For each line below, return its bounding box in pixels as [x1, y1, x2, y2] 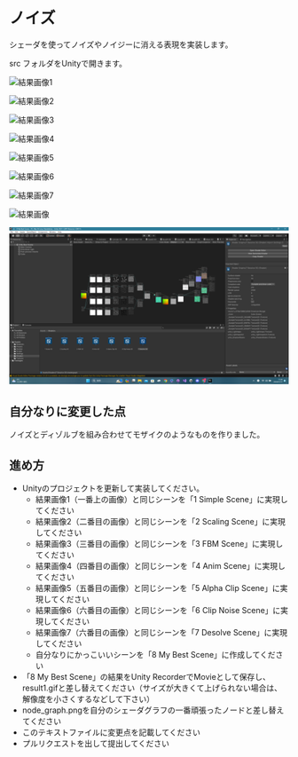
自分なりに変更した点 [9, 404, 126, 419]
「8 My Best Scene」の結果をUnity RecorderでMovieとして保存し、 [21, 672, 271, 682]
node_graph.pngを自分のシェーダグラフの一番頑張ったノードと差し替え [21, 705, 285, 715]
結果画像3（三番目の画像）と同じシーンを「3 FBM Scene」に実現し [35, 539, 284, 549]
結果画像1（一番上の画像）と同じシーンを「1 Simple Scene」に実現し [35, 494, 288, 505]
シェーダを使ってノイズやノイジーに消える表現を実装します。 [9, 39, 233, 50]
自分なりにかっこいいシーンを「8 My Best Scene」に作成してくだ [35, 650, 276, 660]
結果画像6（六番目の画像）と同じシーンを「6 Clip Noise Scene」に [35, 605, 281, 616]
